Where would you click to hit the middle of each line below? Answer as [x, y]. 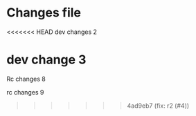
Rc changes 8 [26, 79]
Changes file [44, 13]
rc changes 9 [25, 92]
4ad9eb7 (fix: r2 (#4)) [158, 106]
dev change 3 [46, 60]
